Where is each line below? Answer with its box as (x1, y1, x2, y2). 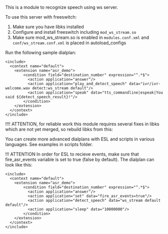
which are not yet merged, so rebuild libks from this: (5, 126, 113, 132)
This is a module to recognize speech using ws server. (5, 5, 118, 10)
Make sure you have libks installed (12, 24, 84, 30)
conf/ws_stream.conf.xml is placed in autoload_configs (12, 40, 127, 46)
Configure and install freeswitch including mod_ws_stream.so (12, 29, 137, 35)
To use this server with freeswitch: (5, 14, 77, 20)
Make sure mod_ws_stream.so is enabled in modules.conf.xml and (12, 35, 149, 40)
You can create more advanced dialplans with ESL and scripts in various (5, 136, 155, 142)
